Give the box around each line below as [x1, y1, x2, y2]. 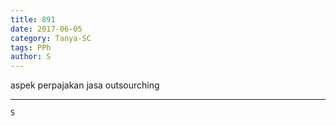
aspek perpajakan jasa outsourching [10, 79, 160, 91]
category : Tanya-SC [10, 33, 92, 43]
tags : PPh [10, 42, 52, 53]
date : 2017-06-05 [10, 24, 83, 34]
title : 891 [10, 14, 56, 25]
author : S [10, 52, 52, 62]
